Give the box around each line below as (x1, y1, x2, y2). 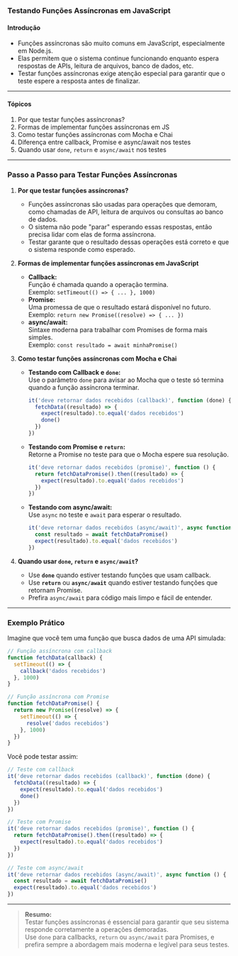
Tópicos (7, 99, 32, 108)
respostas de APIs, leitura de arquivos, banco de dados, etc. (17, 62, 194, 70)
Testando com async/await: (28, 503, 113, 512)
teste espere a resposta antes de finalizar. (17, 77, 140, 85)
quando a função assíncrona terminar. (28, 383, 140, 392)
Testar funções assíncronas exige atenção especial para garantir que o (17, 70, 225, 78)
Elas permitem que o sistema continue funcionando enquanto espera (17, 54, 220, 62)
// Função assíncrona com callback (7, 648, 113, 655)
